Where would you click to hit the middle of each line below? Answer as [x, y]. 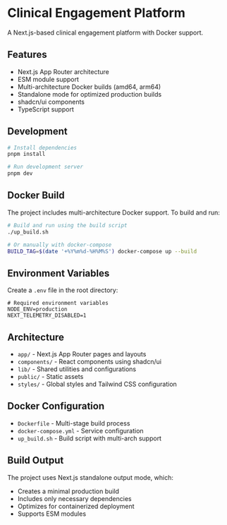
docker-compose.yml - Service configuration [80, 430]
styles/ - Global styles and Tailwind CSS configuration [97, 384]
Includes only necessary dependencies [74, 498]
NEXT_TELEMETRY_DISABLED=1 [47, 315]
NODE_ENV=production [38, 309]
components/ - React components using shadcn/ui [90, 362]
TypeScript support [45, 109]
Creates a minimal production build [68, 491]
